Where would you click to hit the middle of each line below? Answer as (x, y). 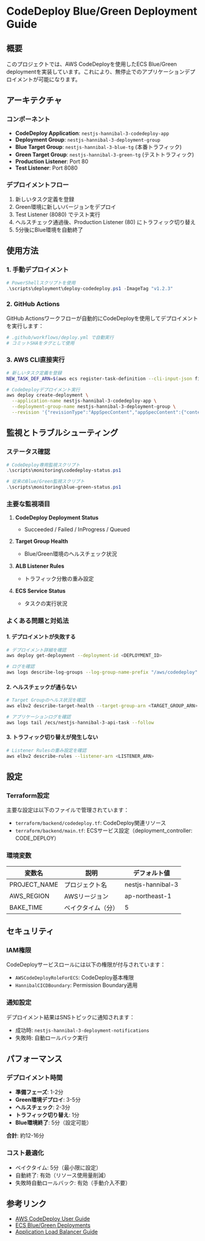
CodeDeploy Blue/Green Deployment (102, 11)
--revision (26, 413)
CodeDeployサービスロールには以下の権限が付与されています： (86, 965)
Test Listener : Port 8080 (46, 168)
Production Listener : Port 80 (52, 161)
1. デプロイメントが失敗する (41, 636)
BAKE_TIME (26, 907)
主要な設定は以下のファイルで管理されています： (68, 810)
